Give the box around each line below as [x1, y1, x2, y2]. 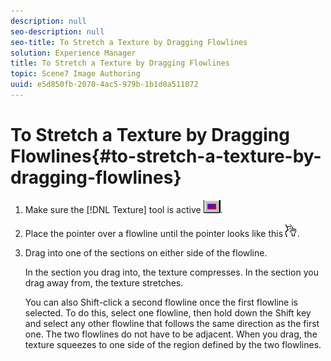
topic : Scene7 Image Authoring [10, 69, 141, 79]
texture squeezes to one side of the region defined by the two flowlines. [24, 338, 322, 350]
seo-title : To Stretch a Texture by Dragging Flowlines [10, 37, 248, 47]
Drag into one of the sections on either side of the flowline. [24, 246, 268, 259]
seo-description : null [10, 26, 105, 37]
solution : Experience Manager [10, 48, 137, 58]
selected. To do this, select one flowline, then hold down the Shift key [24, 306, 312, 319]
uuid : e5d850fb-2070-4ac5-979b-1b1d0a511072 [10, 80, 199, 90]
